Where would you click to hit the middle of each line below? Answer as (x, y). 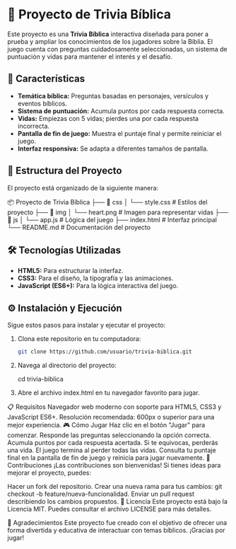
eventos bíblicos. (42, 103)
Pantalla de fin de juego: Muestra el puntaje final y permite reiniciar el (119, 133)
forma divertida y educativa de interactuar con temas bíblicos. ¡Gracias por (116, 531)
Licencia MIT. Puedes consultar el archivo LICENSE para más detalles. (110, 509)
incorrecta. (34, 126)
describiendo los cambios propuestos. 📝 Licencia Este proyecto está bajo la (118, 502)
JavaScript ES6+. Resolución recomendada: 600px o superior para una (111, 417)
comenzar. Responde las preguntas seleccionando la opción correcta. (109, 435)
